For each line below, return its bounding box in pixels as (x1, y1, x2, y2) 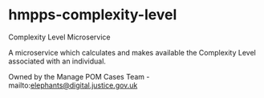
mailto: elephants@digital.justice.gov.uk (8, 80, 138, 90)
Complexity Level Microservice (8, 32, 111, 42)
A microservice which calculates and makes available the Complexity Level (8, 47, 257, 57)
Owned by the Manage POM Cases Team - (8, 71, 150, 81)
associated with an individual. (8, 56, 107, 66)
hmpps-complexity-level (8, 6, 177, 24)
